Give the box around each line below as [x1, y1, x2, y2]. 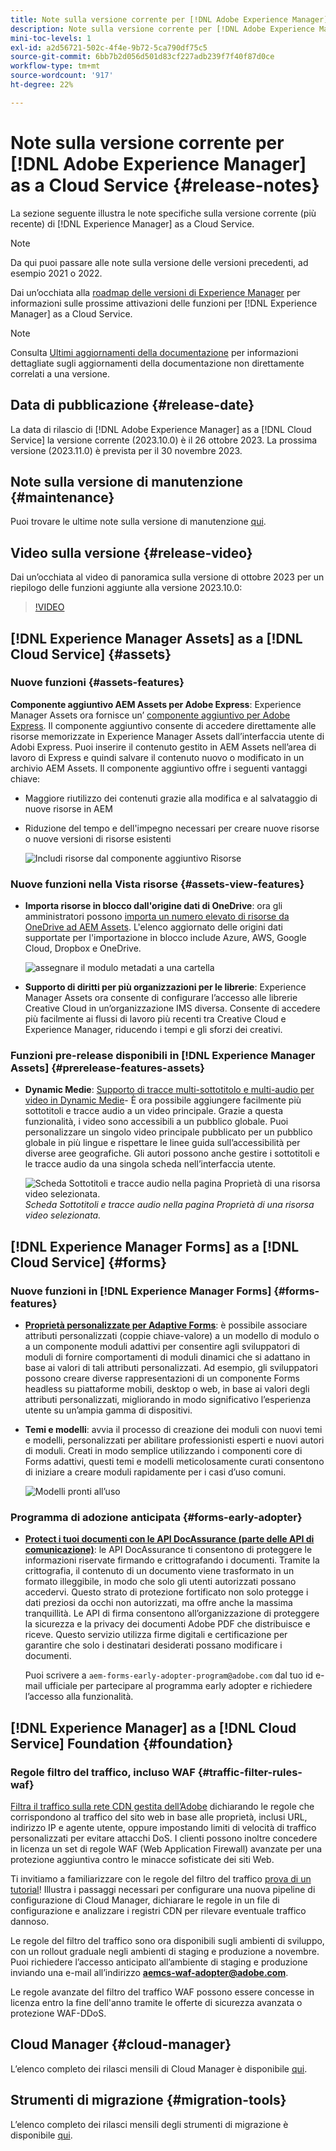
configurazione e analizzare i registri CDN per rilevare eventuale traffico [10, 1905, 307, 1917]
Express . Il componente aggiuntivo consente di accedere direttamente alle [10, 719, 317, 731]
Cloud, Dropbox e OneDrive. [24, 942, 142, 955]
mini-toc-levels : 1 [10, 33, 92, 43]
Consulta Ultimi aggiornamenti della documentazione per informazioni [10, 346, 299, 358]
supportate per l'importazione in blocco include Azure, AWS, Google [24, 932, 307, 944]
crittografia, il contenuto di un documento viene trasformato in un [24, 1565, 295, 1577]
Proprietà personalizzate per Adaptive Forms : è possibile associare [24, 1319, 308, 1331]
